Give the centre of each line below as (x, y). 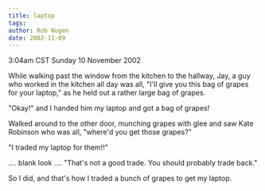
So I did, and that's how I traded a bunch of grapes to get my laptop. (120, 178)
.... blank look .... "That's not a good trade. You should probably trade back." (133, 163)
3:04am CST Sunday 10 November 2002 (75, 60)
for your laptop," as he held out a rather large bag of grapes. (107, 93)
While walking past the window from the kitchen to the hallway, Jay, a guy (129, 76)
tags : (17, 23)
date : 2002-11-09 (37, 38)
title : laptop (32, 16)
